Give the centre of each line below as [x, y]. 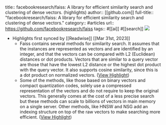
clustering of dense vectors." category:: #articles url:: [60, 23]
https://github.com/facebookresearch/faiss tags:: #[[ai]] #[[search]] [74, 29]
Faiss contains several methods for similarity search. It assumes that [89, 43]
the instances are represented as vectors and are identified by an [86, 49]
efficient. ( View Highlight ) [46, 117]
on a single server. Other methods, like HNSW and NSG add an [84, 106]
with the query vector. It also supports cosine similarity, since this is [89, 70]
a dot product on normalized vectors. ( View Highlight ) [75, 75]
